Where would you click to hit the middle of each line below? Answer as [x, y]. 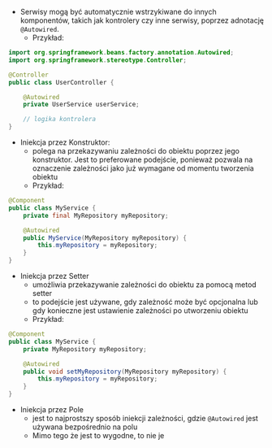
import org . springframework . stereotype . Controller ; [97, 60]
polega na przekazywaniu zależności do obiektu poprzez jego [136, 151]
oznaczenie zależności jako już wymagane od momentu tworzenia [143, 168]
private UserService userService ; [81, 105]
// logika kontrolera [59, 120]
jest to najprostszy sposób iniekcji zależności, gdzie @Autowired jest [145, 418]
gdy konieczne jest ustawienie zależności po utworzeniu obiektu [140, 311]
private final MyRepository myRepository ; [96, 215]
